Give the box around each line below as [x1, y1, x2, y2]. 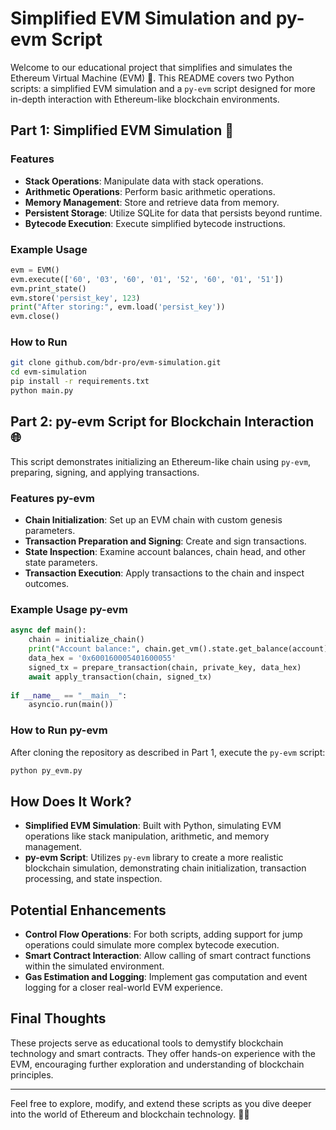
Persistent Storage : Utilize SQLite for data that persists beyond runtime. [24, 207, 323, 219]
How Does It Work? [10, 793, 132, 810]
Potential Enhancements [10, 902, 167, 919]
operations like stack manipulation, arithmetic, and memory [24, 830, 270, 842]
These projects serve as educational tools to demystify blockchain [10, 1037, 284, 1049]
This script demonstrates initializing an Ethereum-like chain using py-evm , [10, 455, 312, 467]
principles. [10, 1068, 54, 1081]
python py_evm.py [10, 765, 83, 776]
